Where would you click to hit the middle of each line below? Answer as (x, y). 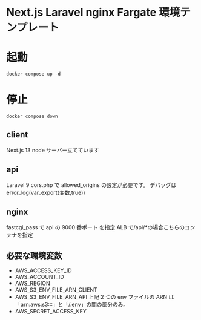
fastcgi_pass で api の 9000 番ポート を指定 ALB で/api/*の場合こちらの (96, 227)
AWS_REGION (32, 283)
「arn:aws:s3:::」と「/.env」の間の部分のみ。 (72, 305)
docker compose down (32, 116)
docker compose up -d (34, 74)
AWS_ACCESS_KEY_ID (43, 270)
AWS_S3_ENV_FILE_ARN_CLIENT (56, 290)
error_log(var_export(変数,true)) (46, 192)
